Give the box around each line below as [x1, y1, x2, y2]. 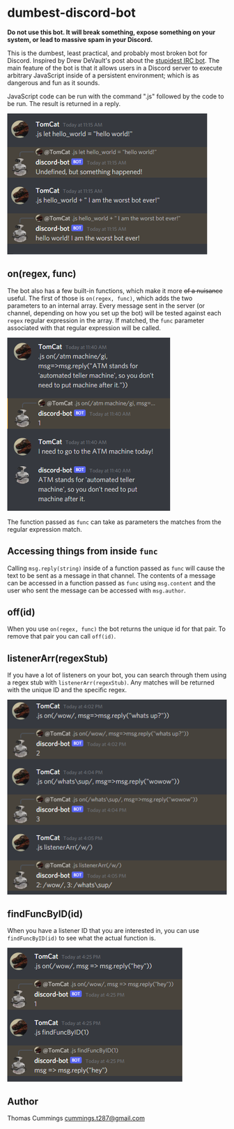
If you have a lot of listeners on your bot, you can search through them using [7, 671, 227, 680]
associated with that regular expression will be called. [7, 323, 162, 332]
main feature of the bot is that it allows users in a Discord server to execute [7, 63, 223, 72]
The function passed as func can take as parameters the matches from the [7, 518, 221, 526]
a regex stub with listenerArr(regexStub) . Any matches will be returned [7, 678, 214, 687]
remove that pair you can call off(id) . [7, 632, 116, 641]
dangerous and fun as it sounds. [7, 78, 100, 87]
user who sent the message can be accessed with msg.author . [7, 586, 186, 595]
